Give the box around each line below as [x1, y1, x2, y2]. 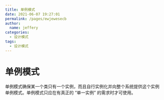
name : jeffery [9, 25, 38, 30]
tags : [5, 39, 16, 44]
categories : [5, 30, 29, 35]
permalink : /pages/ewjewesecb [5, 16, 67, 21]
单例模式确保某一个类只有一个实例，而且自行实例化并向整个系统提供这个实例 [5, 83, 160, 89]
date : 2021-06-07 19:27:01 [5, 12, 60, 17]
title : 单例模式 [5, 7, 35, 12]
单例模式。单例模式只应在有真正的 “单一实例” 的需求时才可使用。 [5, 89, 136, 96]
